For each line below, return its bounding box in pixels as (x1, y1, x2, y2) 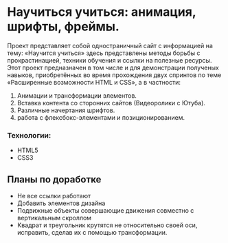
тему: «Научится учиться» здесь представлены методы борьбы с (7, 49, 201, 57)
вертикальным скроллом (16, 214, 91, 222)
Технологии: (7, 130, 52, 140)
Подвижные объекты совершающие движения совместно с (16, 207, 194, 215)
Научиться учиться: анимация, (7, 4, 196, 20)
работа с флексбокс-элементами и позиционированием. (16, 113, 185, 121)
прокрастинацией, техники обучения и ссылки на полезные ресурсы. (7, 56, 212, 64)
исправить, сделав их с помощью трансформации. (16, 229, 168, 237)
